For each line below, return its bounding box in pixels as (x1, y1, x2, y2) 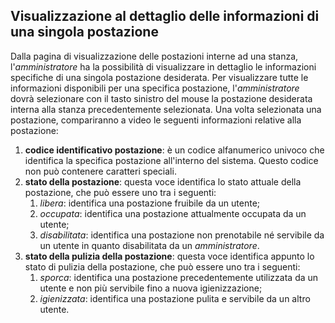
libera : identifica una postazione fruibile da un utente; (39, 197, 261, 209)
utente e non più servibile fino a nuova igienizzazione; (39, 282, 263, 294)
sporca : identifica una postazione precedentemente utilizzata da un (39, 271, 319, 283)
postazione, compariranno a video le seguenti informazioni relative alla (10, 114, 302, 126)
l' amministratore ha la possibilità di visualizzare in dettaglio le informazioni (10, 60, 317, 73)
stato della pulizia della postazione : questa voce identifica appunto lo (24, 250, 315, 262)
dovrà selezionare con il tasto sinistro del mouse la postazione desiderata (10, 92, 313, 104)
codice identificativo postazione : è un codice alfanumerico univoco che (24, 144, 325, 156)
